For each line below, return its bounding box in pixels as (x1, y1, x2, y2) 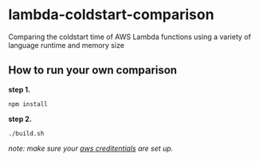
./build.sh (8, 129, 45, 137)
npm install (8, 100, 48, 108)
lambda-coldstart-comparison (8, 6, 214, 24)
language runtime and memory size (8, 40, 125, 49)
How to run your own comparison (8, 64, 178, 77)
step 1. (8, 84, 31, 94)
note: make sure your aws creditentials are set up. (8, 143, 174, 153)
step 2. (8, 114, 32, 124)
